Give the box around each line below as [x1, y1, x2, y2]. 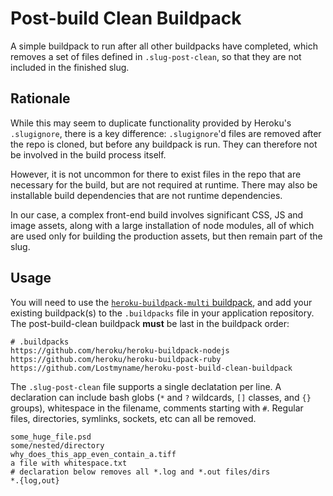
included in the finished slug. [10, 61, 130, 73]
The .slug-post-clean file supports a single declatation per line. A [10, 380, 282, 392]
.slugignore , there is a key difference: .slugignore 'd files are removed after [10, 127, 322, 139]
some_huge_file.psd [10, 432, 92, 442]
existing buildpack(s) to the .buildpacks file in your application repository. [10, 307, 315, 319]
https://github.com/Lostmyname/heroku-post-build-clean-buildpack [10, 363, 293, 373]
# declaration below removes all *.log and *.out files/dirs [10, 467, 271, 477]
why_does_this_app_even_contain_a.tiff [10, 449, 177, 459]
